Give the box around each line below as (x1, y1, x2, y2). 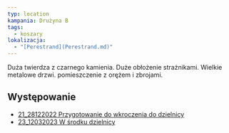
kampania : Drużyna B (7, 17, 69, 24)
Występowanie (7, 91, 76, 103)
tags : (7, 23, 24, 31)
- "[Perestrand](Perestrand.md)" (14, 43, 113, 50)
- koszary (14, 30, 43, 38)
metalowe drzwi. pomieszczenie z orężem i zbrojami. (7, 70, 163, 79)
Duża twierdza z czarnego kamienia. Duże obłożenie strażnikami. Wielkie (7, 63, 223, 71)
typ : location (7, 10, 50, 18)
